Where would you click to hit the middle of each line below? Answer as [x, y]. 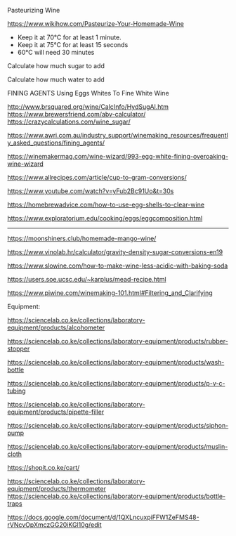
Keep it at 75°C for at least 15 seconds [73, 45]
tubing [17, 391]
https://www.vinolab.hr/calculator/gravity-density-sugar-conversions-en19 [115, 252]
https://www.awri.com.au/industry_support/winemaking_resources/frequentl [118, 135]
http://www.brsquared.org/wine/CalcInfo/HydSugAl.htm [88, 107]
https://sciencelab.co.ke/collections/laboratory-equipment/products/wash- [116, 362]
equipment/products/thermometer [57, 489]
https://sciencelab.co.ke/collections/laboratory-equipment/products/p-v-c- [116, 383]
